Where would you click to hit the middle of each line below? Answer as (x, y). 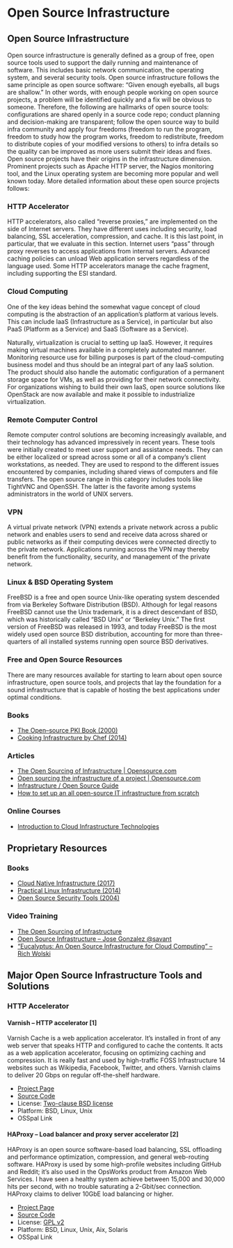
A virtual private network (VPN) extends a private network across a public (113, 527)
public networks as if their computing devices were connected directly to (112, 542)
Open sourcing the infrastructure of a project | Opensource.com (109, 779)
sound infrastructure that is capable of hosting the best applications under (114, 689)
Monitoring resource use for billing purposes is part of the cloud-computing (115, 357)
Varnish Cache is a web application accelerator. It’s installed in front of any (114, 1038)
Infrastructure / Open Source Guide (68, 786)
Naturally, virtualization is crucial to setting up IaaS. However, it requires (110, 342)
